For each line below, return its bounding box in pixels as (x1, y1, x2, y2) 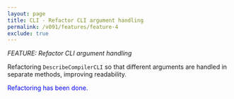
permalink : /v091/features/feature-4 (7, 23, 119, 30)
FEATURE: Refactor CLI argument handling (7, 49, 132, 58)
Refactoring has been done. (7, 84, 88, 92)
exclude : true (7, 29, 49, 37)
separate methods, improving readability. (7, 70, 127, 79)
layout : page (7, 10, 46, 18)
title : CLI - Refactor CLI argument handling (7, 17, 144, 24)
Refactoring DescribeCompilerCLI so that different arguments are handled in (7, 62, 228, 71)
